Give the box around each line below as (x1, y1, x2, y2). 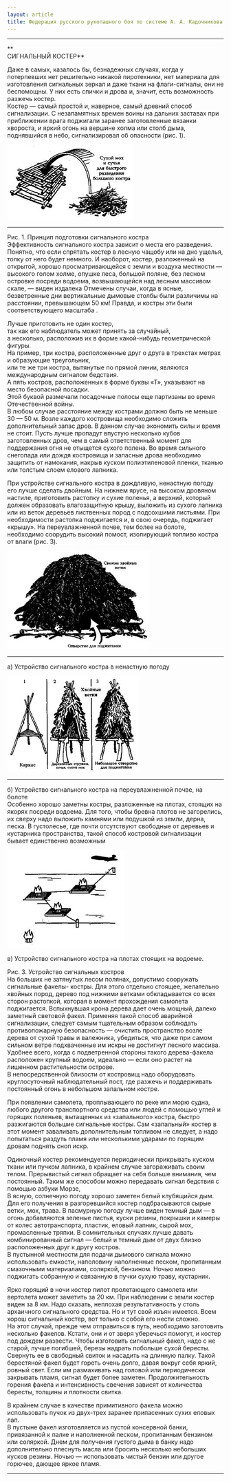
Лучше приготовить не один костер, (7, 319, 114, 327)
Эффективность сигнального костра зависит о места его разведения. (7, 240, 213, 248)
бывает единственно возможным (7, 836, 106, 845)
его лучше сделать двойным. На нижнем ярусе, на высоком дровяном (7, 486, 217, 495)
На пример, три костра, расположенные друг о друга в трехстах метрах (7, 348, 221, 357)
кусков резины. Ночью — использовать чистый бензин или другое (7, 1452, 204, 1460)
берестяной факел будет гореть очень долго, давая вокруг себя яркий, (7, 1359, 217, 1367)
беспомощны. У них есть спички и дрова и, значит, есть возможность (7, 87, 214, 96)
